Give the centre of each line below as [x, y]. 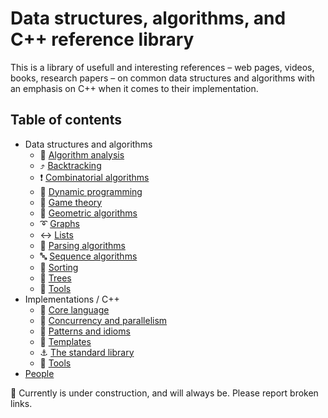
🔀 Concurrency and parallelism [103, 320]
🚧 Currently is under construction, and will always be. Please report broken [164, 393]
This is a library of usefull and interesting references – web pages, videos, [162, 67]
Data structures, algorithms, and [148, 18]
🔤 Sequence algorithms [88, 256]
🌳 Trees [55, 278]
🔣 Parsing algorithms [82, 245]
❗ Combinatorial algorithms [94, 177]
